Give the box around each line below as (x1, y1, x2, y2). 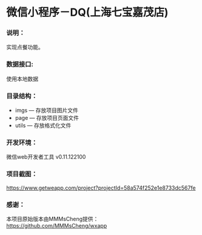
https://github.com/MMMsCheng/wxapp (6, 222, 107, 229)
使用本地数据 (6, 75, 38, 82)
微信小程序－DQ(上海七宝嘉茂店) (6, 5, 169, 19)
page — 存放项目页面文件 (15, 114, 79, 122)
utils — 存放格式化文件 (15, 122, 72, 129)
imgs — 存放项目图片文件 (15, 107, 79, 114)
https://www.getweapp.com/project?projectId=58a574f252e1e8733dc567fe (6, 184, 196, 191)
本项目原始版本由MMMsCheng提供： (6, 215, 99, 222)
